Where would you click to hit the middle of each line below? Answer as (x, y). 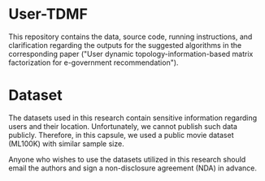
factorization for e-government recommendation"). (93, 62)
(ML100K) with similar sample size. (66, 144)
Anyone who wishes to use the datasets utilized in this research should (127, 159)
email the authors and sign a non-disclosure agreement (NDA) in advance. (133, 168)
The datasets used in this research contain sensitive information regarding (133, 118)
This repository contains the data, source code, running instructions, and (130, 37)
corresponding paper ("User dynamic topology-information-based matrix (131, 54)
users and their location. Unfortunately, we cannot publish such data (123, 126)
